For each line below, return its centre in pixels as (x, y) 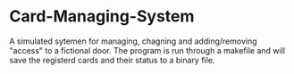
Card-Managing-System (102, 16)
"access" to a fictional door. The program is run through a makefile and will (147, 50)
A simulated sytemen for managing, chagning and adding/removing (133, 41)
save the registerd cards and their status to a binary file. (112, 60)
